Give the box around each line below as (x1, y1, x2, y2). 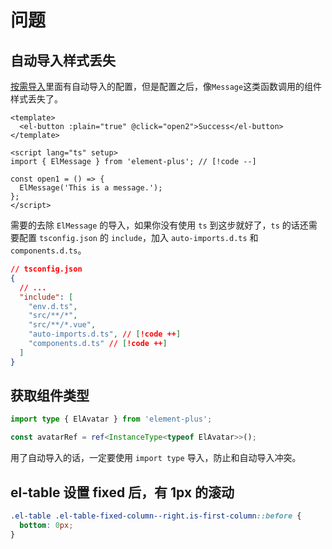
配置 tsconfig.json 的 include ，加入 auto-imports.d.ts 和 (18, 232, 259, 243)
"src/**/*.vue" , (28, 320, 97, 330)
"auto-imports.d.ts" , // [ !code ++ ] (28, 329, 182, 340)
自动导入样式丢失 (10, 52, 116, 69)
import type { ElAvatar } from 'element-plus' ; (10, 414, 213, 425)
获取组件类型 (10, 387, 90, 405)
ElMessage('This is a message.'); (19, 183, 163, 193)
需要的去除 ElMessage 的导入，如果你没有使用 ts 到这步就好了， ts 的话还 (10, 219, 309, 231)
